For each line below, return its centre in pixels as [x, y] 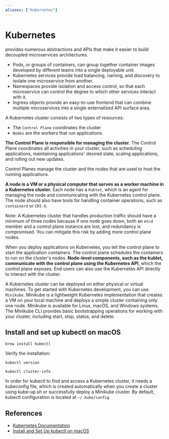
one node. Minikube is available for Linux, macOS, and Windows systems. [82, 305]
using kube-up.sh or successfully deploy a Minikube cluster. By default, [80, 392]
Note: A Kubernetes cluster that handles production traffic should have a [81, 215]
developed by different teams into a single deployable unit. [74, 70]
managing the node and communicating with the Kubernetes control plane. [83, 195]
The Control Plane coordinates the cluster [57, 127]
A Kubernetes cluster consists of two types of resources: [65, 118]
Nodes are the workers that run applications [57, 133]
